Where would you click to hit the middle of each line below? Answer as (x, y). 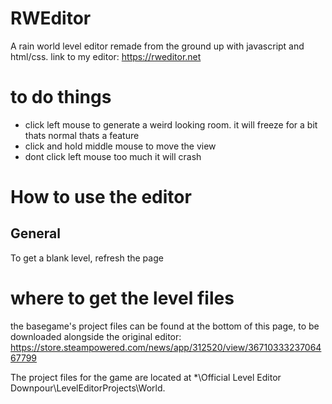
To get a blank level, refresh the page (87, 258)
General (36, 233)
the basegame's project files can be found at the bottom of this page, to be (165, 326)
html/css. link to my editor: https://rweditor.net (106, 56)
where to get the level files (122, 298)
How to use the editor (101, 197)
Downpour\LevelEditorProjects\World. (88, 388)
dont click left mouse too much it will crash (113, 156)
